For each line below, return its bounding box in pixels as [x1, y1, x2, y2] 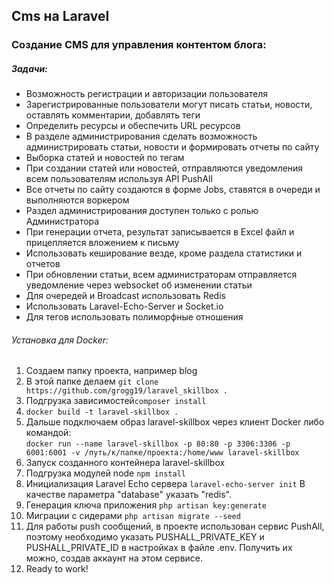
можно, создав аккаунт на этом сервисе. [25, 552, 204, 564]
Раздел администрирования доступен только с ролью [25, 205, 259, 217]
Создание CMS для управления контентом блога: [11, 38, 267, 52]
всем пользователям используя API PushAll [25, 173, 213, 185]
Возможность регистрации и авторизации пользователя [25, 88, 269, 100]
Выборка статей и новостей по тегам [25, 152, 185, 164]
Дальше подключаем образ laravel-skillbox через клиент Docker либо [25, 416, 325, 428]
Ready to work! [25, 563, 89, 575]
